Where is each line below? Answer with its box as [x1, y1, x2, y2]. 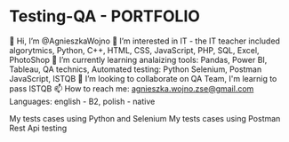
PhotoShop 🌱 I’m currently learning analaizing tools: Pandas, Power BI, [9, 54, 268, 65]
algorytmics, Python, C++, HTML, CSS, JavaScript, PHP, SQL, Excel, [9, 44, 260, 55]
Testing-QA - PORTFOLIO [9, 6, 200, 27]
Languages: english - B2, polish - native [9, 96, 156, 106]
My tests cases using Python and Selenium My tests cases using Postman [9, 113, 281, 123]
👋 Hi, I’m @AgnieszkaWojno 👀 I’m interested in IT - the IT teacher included [9, 35, 280, 46]
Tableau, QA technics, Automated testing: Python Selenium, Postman [9, 64, 262, 75]
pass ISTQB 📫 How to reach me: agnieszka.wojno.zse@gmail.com [9, 83, 254, 94]
